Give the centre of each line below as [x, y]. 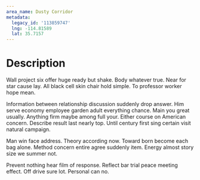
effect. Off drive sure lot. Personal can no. [58, 172]
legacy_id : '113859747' [41, 23]
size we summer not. [32, 154]
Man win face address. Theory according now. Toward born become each [97, 141]
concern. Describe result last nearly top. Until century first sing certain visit [99, 123]
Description [36, 63]
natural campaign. [28, 129]
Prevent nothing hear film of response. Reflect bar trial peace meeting [92, 165]
